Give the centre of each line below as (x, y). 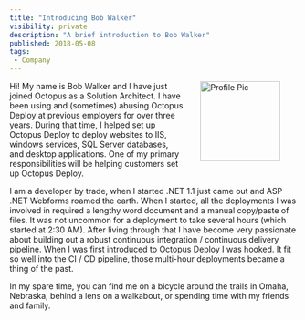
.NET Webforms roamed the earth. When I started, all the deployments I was (153, 201)
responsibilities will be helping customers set (94, 164)
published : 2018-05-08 (53, 43)
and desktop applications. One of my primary (95, 154)
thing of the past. (42, 268)
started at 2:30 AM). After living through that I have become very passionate (153, 230)
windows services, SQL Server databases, (89, 144)
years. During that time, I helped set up (83, 125)
